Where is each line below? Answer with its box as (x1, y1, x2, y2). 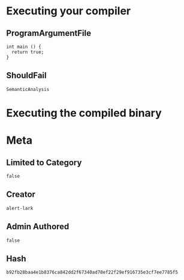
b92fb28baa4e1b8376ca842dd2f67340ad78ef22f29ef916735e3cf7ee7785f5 (6, 269, 179, 276)
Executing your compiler (6, 4, 131, 18)
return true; (11, 49, 44, 55)
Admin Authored (6, 221, 70, 232)
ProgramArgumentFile (6, 28, 92, 38)
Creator (6, 190, 36, 200)
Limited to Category (6, 157, 82, 168)
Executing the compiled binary (6, 106, 162, 120)
